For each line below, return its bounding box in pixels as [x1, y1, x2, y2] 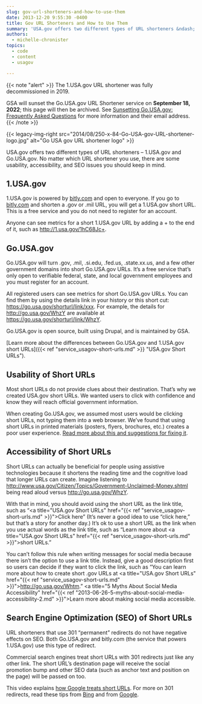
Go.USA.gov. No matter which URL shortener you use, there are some [6, 155, 180, 162]
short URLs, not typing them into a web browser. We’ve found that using [6, 416, 185, 423]
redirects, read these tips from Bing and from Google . [6, 691, 139, 698]
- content [11, 54, 36, 60]
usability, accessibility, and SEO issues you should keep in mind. [6, 161, 166, 168]
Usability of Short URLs [6, 370, 95, 380]
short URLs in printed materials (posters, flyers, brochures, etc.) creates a [6, 423, 189, 430]
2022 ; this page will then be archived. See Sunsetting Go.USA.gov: [6, 106, 173, 113]
